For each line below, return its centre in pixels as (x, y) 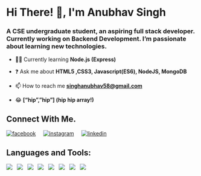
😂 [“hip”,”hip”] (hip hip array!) (55, 100)
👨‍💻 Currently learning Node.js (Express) (65, 59)
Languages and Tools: (49, 153)
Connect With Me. (41, 119)
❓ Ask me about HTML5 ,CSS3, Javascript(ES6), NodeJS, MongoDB (101, 71)
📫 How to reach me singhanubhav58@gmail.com (79, 86)
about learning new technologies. (57, 47)
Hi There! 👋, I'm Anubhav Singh (86, 12)
